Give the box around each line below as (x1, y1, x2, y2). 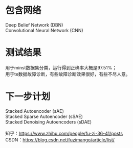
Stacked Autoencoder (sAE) (5, 108, 64, 114)
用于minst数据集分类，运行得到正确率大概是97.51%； (5, 64, 117, 70)
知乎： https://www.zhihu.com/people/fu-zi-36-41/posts (5, 130, 123, 136)
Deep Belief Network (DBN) (5, 21, 63, 28)
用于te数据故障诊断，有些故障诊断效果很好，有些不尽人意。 (5, 71, 130, 77)
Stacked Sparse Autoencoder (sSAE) (5, 113, 83, 119)
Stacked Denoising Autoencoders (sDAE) (5, 118, 92, 125)
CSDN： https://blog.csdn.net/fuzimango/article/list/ (5, 136, 115, 143)
